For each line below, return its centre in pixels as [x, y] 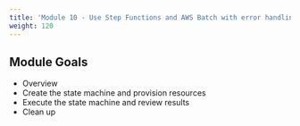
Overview [40, 84]
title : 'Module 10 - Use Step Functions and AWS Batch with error [135, 17]
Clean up [39, 112]
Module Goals [49, 62]
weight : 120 [31, 26]
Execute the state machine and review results [106, 103]
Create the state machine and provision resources [114, 93]
